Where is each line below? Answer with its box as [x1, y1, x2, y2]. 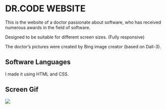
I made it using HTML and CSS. [5, 71, 69, 77]
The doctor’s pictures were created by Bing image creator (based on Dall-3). [5, 43, 161, 49]
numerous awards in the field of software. [5, 24, 91, 30]
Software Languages [5, 58, 71, 67]
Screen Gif [5, 85, 39, 94]
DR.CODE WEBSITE [5, 3, 86, 14]
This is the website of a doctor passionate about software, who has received [5, 19, 162, 25]
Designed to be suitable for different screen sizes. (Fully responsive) [5, 34, 145, 40]
